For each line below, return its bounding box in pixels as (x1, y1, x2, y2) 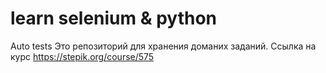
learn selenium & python (10, 7, 218, 30)
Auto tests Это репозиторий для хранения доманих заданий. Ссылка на (10, 40, 317, 52)
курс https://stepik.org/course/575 (10, 50, 155, 62)
